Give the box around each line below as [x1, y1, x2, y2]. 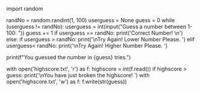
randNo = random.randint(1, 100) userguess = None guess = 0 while [6, 17, 175, 23]
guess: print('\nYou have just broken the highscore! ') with [6, 72, 150, 78]
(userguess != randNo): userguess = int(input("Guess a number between [6, 23, 187, 30]
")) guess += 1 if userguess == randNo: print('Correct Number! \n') [17, 29, 184, 37]
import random [6, 5, 43, 12]
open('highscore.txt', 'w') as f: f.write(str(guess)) [6, 78, 128, 85]
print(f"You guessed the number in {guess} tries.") [6, 54, 131, 60]
